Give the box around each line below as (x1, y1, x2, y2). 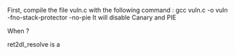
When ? (7, 27, 29, 35)
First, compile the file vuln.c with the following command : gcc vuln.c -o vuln (7, 6, 228, 14)
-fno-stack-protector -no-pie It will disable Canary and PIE (7, 13, 177, 22)
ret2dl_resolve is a (7, 40, 60, 48)
